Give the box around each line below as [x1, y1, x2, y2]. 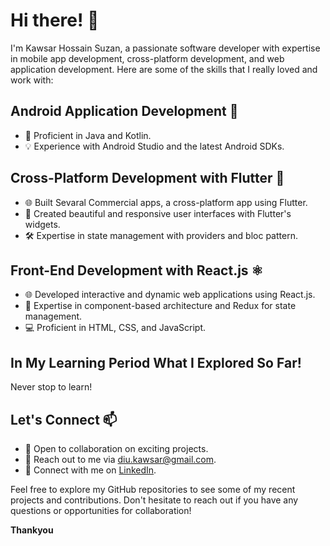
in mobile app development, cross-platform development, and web [10, 52, 285, 64]
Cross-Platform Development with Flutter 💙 [10, 170, 285, 187]
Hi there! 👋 [10, 9, 100, 32]
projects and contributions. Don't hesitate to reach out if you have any [10, 494, 299, 506]
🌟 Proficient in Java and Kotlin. [24, 129, 152, 141]
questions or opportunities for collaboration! [10, 505, 192, 516]
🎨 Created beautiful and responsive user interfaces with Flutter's [24, 207, 292, 219]
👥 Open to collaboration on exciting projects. [24, 443, 209, 454]
